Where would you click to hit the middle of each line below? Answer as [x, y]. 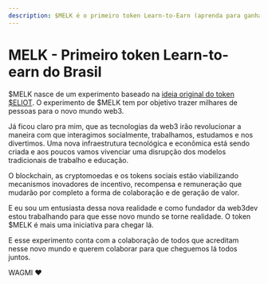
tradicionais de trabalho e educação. [69, 160]
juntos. [20, 257]
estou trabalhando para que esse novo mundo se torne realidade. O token [130, 216]
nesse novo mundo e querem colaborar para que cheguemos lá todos [123, 248]
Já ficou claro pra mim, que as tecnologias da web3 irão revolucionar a [125, 126]
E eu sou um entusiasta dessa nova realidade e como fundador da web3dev [133, 208]
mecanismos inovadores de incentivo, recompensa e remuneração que [125, 184]
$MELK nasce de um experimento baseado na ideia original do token [122, 94]
